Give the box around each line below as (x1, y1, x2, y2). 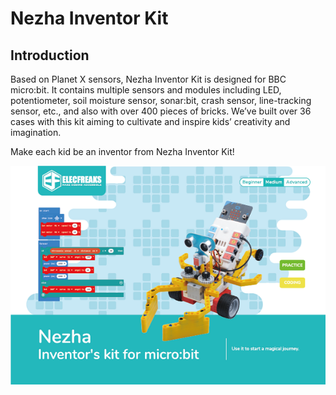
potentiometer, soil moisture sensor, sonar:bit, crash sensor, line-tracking (10, 95, 312, 106)
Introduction (10, 47, 90, 64)
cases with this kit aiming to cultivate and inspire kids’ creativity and (10, 116, 291, 127)
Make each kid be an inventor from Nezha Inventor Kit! (10, 146, 235, 157)
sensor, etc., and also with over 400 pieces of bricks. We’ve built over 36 (10, 105, 312, 117)
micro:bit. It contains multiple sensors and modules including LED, (10, 84, 282, 96)
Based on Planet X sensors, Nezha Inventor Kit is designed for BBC (10, 73, 287, 85)
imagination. (10, 127, 62, 138)
